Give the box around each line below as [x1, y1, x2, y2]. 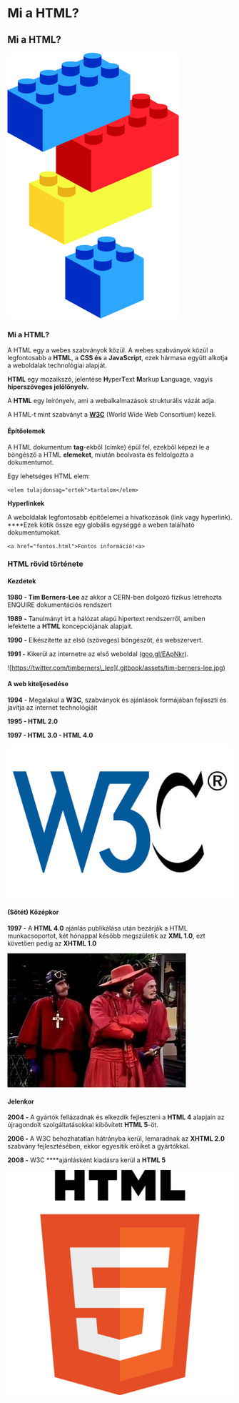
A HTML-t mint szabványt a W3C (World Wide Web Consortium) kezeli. [7, 410, 217, 419]
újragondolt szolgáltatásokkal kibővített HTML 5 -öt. [7, 1121, 159, 1129]
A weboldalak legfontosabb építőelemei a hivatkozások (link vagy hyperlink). [7, 512, 233, 521]
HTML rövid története [7, 559, 83, 569]
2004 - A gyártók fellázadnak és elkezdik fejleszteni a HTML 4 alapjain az [7, 1113, 225, 1121]
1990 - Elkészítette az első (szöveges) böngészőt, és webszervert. [7, 635, 203, 644]
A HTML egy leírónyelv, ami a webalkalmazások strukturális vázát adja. [7, 397, 216, 405]
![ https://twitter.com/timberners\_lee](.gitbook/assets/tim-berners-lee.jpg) [7, 663, 226, 672]
